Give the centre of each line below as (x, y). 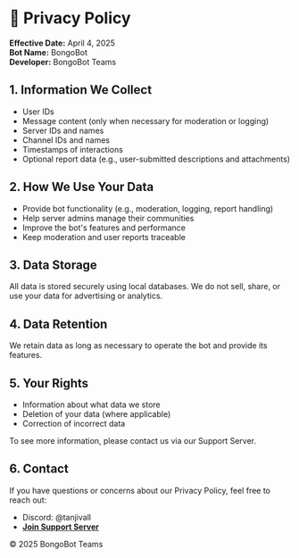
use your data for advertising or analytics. (86, 296)
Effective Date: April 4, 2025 (62, 43)
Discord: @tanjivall (57, 517)
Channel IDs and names (66, 140)
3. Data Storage (54, 265)
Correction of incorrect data (74, 424)
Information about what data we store (91, 404)
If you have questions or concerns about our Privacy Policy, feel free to (140, 490)
